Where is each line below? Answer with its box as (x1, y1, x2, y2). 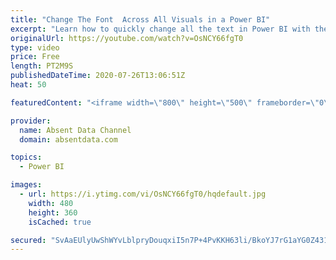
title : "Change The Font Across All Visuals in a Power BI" (10, 14, 271, 25)
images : (10, 180, 43, 190)
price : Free (10, 52, 60, 62)
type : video (10, 42, 60, 53)
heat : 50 (10, 80, 47, 90)
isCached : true (28, 217, 92, 227)
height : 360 (28, 207, 78, 218)
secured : (10, 235, 47, 245)
